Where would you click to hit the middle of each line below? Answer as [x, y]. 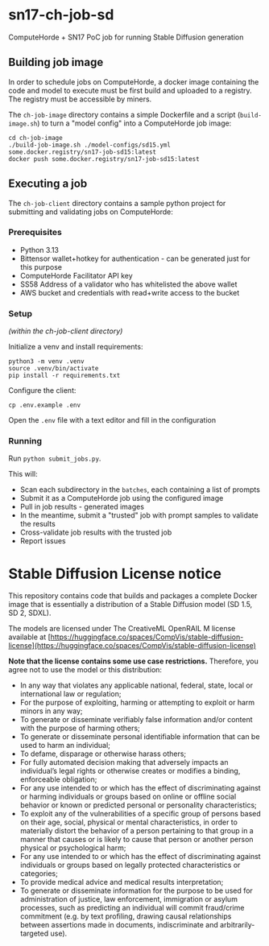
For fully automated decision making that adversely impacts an [124, 762]
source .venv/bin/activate [54, 369]
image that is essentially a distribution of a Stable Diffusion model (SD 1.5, [130, 605]
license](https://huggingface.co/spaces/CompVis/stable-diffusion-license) [132, 646]
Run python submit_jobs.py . [55, 459]
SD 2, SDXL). [30, 613]
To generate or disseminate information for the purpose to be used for [137, 890]
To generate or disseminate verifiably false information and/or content [136, 720]
